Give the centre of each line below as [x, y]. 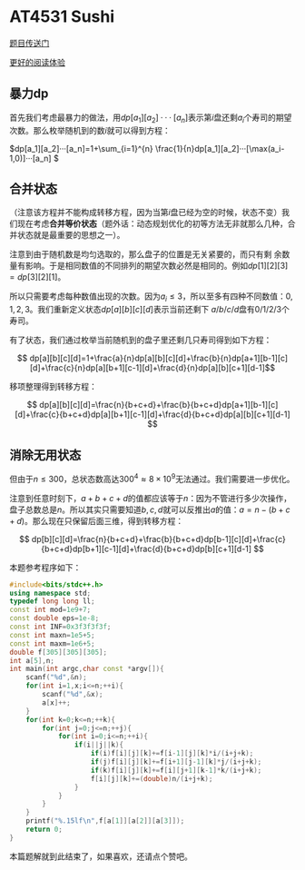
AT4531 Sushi [62, 17]
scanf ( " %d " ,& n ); [57, 677]
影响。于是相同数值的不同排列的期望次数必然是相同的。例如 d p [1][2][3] [157, 266]
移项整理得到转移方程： [53, 387]
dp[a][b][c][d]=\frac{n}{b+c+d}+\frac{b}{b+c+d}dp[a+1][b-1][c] [159, 405]
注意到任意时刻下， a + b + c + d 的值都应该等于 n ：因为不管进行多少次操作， [151, 498]
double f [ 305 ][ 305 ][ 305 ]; [58, 652]
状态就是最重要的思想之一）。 [71, 235]
